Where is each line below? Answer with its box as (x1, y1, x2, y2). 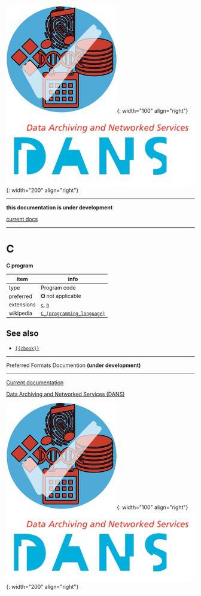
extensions (8, 301, 36, 308)
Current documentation (6, 378, 64, 386)
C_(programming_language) (41, 311, 106, 317)
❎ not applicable (41, 293, 82, 300)
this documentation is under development (6, 204, 113, 211)
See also (6, 329, 39, 339)
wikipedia (8, 309, 33, 317)
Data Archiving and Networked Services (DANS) (6, 390, 125, 398)
